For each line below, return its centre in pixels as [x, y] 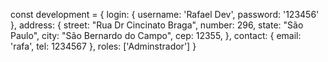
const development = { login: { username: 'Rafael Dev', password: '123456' [165, 14]
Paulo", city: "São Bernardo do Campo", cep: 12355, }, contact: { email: [156, 35]
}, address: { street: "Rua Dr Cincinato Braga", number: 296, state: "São [157, 25]
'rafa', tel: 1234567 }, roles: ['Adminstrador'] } [103, 46]
